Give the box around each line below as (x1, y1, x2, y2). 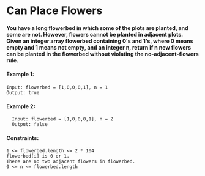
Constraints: (6, 134, 39, 141)
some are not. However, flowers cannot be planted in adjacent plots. (6, 31, 184, 38)
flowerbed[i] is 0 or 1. (6, 153, 70, 159)
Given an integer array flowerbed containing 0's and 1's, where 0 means (6, 37, 194, 45)
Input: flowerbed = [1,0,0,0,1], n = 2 (12, 116, 114, 122)
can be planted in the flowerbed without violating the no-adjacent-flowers (6, 50, 199, 57)
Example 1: (6, 71, 35, 78)
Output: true (6, 89, 40, 95)
